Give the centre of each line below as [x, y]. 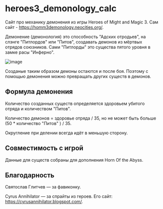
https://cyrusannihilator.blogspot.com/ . [44, 202]
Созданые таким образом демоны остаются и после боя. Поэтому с [77, 71]
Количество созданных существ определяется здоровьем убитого [75, 104]
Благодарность [30, 175]
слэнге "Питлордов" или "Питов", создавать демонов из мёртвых [74, 42]
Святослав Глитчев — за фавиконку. [43, 187]
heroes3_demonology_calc [61, 9]
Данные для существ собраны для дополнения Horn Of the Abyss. [74, 160]
